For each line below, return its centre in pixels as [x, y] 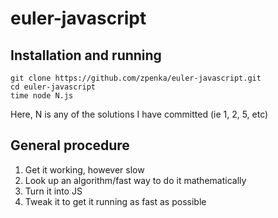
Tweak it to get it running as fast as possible [115, 201]
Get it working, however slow [84, 169]
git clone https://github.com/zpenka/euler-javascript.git [136, 78]
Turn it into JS [53, 191]
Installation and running [86, 55]
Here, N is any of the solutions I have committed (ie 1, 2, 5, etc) [139, 114]
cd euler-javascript [53, 87]
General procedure [70, 145]
